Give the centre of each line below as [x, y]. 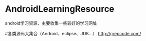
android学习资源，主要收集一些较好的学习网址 [51, 23]
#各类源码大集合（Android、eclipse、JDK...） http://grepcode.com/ [73, 33]
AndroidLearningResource [60, 9]
